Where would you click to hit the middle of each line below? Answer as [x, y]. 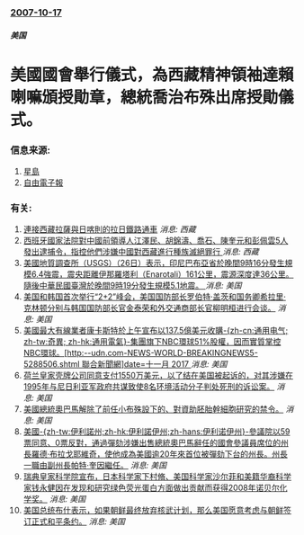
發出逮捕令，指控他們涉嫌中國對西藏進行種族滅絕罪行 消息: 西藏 [141, 252]
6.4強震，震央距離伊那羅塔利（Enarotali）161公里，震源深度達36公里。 [162, 274]
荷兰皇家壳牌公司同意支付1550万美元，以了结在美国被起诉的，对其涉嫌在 [158, 376]
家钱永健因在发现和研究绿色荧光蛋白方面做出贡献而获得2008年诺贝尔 [151, 488]
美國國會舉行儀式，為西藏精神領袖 [137, 75]
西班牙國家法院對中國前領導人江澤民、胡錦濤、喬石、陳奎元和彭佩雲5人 [156, 241]
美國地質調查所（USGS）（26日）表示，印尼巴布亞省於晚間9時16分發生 [154, 263]
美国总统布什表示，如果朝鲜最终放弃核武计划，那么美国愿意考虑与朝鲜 [153, 511]
